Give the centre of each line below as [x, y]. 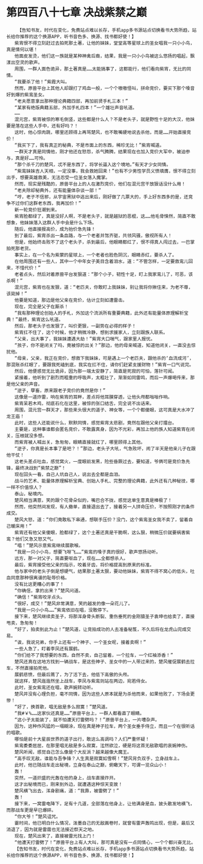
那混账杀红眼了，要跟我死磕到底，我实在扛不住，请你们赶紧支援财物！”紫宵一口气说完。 [100, 365]
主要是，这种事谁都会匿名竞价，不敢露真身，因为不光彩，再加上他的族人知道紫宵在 [102, 429]
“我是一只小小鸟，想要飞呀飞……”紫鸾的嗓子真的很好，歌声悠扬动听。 [87, 552]
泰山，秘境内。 [30, 494]
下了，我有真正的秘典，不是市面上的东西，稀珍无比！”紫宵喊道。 [95, 145]
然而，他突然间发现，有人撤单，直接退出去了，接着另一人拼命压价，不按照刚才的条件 [105, 507]
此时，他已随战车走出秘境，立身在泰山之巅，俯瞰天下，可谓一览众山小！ [91, 765]
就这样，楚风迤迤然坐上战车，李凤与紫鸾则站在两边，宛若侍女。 [82, 681]
